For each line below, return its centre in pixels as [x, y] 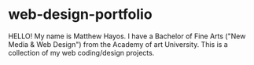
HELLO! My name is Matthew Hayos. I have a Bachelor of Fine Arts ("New [127, 36]
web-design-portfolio [80, 14]
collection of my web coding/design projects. [81, 52]
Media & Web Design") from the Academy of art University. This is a [118, 44]
